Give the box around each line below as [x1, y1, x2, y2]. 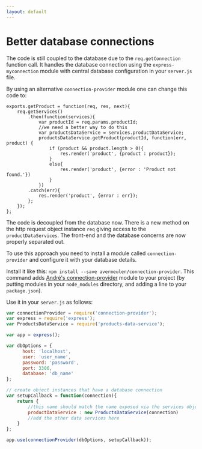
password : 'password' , [22, 360, 79, 366]
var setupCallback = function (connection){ [6, 393, 117, 399]
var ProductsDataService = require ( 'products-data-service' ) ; [6, 321, 165, 327]
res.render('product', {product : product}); [60, 151, 176, 157]
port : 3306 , [22, 365, 52, 371]
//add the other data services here [28, 415, 120, 421]
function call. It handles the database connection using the [6, 61, 151, 68]
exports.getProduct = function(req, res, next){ [6, 103, 130, 109]
